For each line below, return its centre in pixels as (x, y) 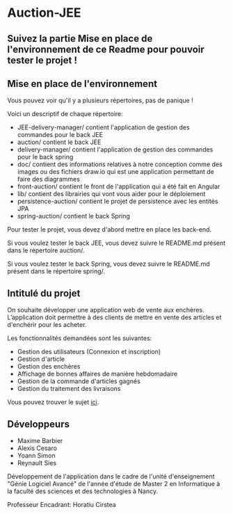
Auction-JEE (44, 13)
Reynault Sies (37, 463)
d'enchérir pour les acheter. (47, 325)
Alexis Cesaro (37, 448)
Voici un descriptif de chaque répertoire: (65, 114)
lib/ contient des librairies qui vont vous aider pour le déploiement (111, 194)
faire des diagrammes (48, 179)
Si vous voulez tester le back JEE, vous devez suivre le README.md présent (116, 243)
